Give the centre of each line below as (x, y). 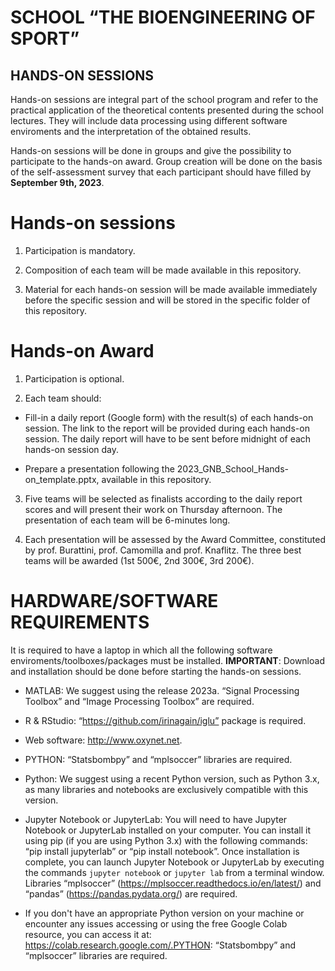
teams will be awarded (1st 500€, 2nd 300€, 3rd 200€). (139, 560)
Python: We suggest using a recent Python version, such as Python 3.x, (172, 778)
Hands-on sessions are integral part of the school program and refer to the (164, 99)
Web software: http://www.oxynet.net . (103, 740)
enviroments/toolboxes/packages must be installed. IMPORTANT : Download (167, 660)
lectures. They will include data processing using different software (149, 120)
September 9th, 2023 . (57, 182)
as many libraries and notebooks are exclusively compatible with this (166, 789)
